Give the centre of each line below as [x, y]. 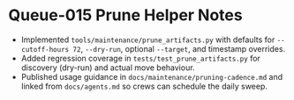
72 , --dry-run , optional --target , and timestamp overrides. [179, 48]
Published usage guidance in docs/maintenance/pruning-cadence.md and [152, 76]
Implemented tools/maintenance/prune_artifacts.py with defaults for [148, 39]
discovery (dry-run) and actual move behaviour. [108, 68]
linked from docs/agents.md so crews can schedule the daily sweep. [144, 86]
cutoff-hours [45, 49]
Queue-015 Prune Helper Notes [126, 15]
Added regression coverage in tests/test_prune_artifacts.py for [141, 58]
